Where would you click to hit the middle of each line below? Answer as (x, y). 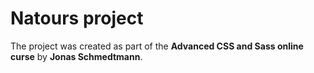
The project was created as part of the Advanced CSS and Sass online (157, 46)
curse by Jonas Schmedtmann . (76, 56)
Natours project (77, 18)
